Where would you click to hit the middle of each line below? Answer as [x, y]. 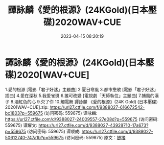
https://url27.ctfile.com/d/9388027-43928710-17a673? [94, 125]
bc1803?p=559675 [24, 113]
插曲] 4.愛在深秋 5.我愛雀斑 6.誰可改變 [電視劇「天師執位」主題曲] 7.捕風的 [80, 96]
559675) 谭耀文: [21, 125]
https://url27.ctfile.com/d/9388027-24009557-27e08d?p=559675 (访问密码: [82, 119]
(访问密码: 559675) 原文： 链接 [95, 137]
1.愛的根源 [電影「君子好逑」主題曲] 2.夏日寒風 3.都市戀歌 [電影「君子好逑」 [82, 89]
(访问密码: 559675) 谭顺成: [54, 131]
